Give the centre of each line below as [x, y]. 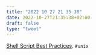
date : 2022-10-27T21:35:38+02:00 [48, 18]
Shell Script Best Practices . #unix [47, 46]
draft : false [23, 23]
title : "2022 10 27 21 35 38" [44, 12]
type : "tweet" [24, 29]
